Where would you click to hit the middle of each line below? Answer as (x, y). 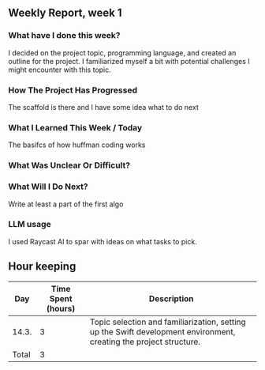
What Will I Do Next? (48, 187)
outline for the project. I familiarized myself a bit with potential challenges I (129, 61)
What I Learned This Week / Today (75, 127)
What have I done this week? (64, 36)
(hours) (61, 308)
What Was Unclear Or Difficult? (69, 165)
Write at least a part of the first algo (66, 204)
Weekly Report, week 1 (65, 13)
